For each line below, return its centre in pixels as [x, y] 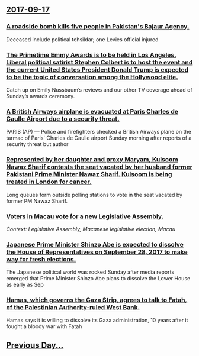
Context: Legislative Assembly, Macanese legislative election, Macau [91, 229]
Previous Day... [35, 345]
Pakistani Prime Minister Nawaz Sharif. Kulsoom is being [89, 174]
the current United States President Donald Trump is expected [97, 69]
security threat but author [37, 144]
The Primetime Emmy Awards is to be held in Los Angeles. [91, 54]
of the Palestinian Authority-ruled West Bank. [73, 308]
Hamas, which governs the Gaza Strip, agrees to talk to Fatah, [97, 300]
